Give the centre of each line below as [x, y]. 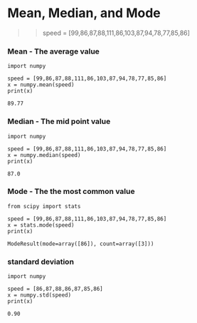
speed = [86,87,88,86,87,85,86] [55, 289]
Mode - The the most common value [71, 192]
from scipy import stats [44, 206]
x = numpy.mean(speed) [41, 85]
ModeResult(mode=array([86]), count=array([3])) [81, 244]
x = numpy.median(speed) [44, 155]
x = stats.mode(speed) [41, 225]
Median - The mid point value [59, 121]
